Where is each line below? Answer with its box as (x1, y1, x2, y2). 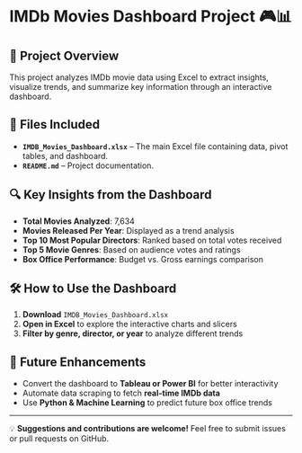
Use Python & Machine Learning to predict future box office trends (22, 397, 272, 408)
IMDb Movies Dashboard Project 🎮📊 (9, 6, 292, 27)
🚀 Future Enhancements (9, 354, 147, 369)
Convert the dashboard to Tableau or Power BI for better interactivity (22, 378, 279, 389)
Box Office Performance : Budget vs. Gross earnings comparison (22, 253, 263, 264)
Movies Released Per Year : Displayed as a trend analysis (22, 225, 235, 235)
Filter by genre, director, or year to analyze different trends (22, 328, 244, 339)
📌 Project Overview (9, 48, 120, 63)
